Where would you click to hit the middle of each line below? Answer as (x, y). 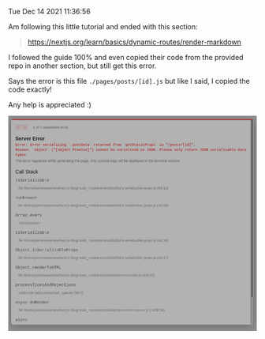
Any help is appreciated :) (50, 105)
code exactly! (30, 89)
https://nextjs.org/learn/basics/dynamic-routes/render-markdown (134, 42)
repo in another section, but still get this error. (82, 66)
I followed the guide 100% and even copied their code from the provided (126, 57)
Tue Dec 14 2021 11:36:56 (49, 11)
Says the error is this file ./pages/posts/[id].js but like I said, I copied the (129, 81)
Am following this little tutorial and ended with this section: (103, 26)
